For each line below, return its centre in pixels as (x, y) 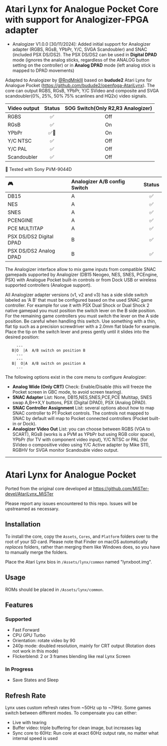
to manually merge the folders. (37, 552)
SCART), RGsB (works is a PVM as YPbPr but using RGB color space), (84, 434)
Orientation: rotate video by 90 (44, 641)
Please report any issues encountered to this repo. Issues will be (71, 503)
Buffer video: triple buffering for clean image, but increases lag (77, 728)
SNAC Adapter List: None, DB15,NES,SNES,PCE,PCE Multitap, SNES (82, 397)
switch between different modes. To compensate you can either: (71, 713)
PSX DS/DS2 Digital (31, 236)
